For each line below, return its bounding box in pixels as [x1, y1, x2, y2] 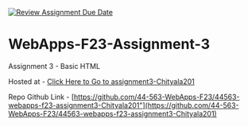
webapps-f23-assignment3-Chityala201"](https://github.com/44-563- [8, 100, 239, 110]
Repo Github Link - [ [8, 92, 75, 101]
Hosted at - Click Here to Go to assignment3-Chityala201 [8, 76, 195, 86]
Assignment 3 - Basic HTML [8, 61, 101, 71]
